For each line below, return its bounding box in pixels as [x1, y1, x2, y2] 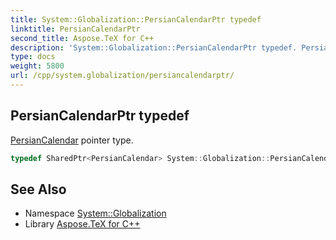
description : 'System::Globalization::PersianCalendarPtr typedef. [10, 42, 298, 53]
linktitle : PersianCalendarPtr [10, 24, 141, 34]
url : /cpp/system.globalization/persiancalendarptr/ [10, 71, 235, 81]
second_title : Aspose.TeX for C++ [10, 33, 155, 43]
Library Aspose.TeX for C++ [24, 218, 141, 230]
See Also [10, 181, 67, 198]
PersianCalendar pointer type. [10, 134, 134, 146]
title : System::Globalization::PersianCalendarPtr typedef [10, 14, 262, 25]
